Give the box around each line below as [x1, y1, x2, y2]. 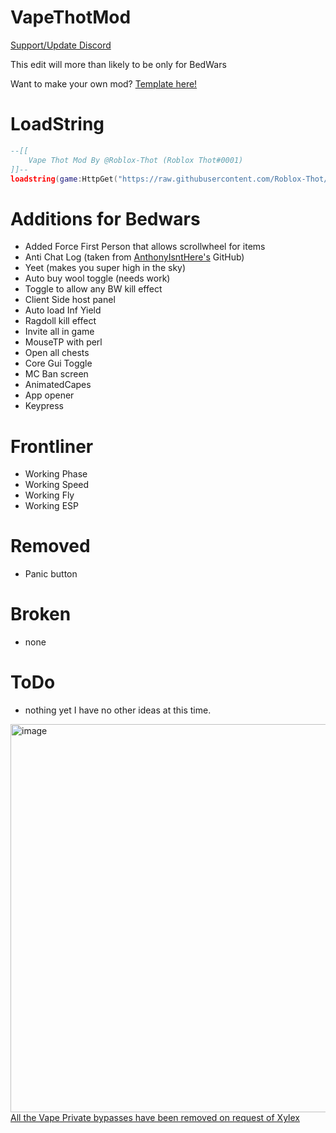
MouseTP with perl [24, 336, 103, 348]
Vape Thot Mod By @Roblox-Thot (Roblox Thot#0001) [28, 155, 244, 165]
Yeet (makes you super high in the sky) [24, 262, 187, 274]
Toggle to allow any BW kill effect [24, 283, 163, 295]
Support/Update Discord [10, 39, 112, 51]
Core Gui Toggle [24, 357, 93, 370]
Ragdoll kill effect [24, 315, 97, 327]
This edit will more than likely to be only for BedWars [10, 58, 227, 70]
